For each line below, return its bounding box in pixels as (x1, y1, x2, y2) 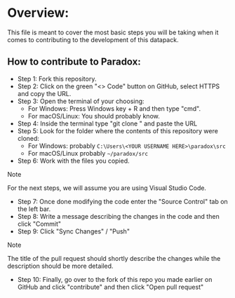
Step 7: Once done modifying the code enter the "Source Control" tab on (17, 197, 228, 205)
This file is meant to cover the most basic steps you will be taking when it (7, 28, 219, 36)
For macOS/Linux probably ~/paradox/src (27, 149, 149, 157)
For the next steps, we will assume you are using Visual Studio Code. (7, 184, 207, 192)
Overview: (7, 5, 69, 21)
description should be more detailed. (7, 262, 114, 270)
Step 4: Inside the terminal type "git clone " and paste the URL (17, 119, 198, 128)
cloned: (17, 134, 40, 142)
